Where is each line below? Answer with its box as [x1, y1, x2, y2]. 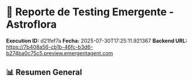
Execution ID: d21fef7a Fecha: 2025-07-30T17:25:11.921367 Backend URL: [6, 37, 188, 44]
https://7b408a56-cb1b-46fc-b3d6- [6, 43, 93, 50]
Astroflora [6, 18, 57, 31]
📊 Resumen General [6, 67, 82, 77]
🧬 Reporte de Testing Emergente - [6, 5, 174, 19]
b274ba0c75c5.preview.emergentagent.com [6, 49, 113, 56]
